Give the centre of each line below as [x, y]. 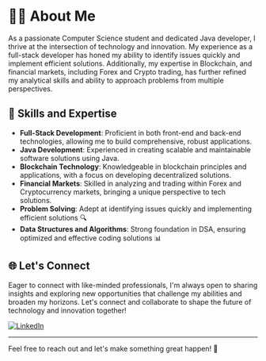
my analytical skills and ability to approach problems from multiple [116, 80]
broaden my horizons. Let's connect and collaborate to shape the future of [130, 301]
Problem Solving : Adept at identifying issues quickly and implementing [135, 209]
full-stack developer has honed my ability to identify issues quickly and [124, 55]
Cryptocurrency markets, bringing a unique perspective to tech [123, 192]
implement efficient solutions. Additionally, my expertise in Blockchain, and [130, 63]
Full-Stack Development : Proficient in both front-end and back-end [130, 132]
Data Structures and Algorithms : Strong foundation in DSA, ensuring [133, 229]
